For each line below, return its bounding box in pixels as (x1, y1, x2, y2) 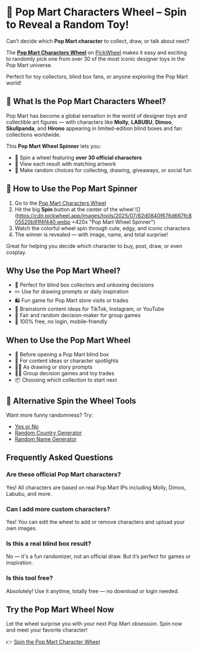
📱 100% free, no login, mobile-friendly (14, 318, 108, 325)
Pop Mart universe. (6, 62, 52, 69)
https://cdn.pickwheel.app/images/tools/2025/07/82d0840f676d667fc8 (16, 212, 192, 219)
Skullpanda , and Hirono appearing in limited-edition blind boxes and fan (6, 124, 182, 132)
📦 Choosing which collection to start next (14, 376, 117, 383)
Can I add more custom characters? (6, 505, 111, 513)
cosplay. (6, 249, 27, 256)
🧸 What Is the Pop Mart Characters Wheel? (6, 96, 166, 107)
